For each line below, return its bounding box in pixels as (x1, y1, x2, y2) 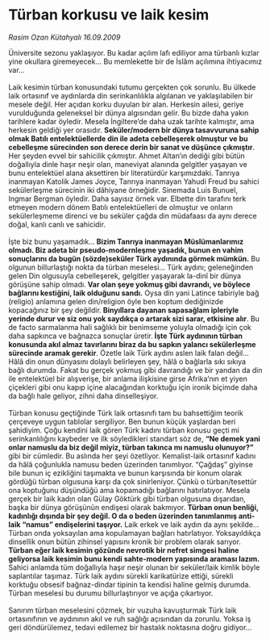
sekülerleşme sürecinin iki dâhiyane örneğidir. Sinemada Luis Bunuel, (8, 185, 238, 195)
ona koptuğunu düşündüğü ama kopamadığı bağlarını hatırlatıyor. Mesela (8, 485, 251, 495)
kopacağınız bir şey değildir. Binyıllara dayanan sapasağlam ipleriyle (8, 305, 239, 315)
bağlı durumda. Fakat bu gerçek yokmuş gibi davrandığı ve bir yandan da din (8, 365, 263, 374)
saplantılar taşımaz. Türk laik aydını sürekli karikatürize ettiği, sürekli (8, 571, 234, 580)
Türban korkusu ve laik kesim (8, 6, 210, 24)
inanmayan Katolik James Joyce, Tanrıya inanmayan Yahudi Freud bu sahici (8, 176, 260, 186)
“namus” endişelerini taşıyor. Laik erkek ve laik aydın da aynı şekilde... (22, 519, 260, 529)
